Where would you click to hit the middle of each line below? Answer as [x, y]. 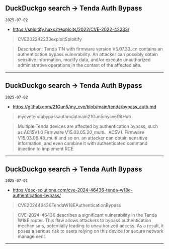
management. [32, 236]
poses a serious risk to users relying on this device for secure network [90, 231]
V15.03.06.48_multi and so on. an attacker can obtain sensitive [82, 138]
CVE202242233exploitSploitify [50, 39]
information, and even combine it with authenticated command [82, 143]
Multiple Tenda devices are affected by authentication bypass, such [88, 126]
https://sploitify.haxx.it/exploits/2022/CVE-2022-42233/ [71, 29]
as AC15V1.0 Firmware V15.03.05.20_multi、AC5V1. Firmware [81, 132]
